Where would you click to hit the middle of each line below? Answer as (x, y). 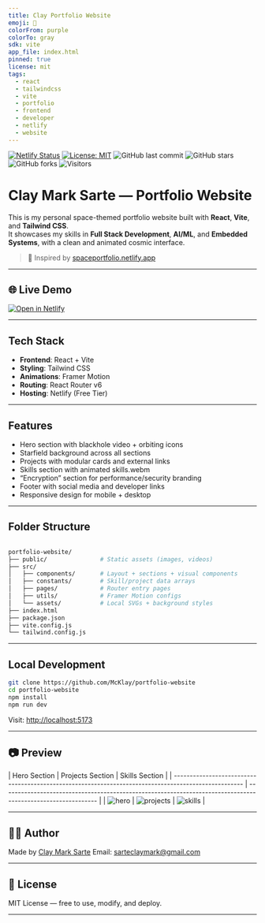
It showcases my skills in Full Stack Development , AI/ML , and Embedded (128, 234)
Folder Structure (49, 527)
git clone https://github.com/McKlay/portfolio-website (102, 683)
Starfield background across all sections (85, 453)
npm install (28, 697)
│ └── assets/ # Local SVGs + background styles (111, 603)
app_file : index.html (44, 52)
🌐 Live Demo (40, 290)
